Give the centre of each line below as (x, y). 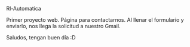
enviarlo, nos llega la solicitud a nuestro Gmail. (63, 26)
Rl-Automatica (24, 9)
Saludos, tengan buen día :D (41, 37)
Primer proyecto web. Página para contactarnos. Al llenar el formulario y (95, 20)
